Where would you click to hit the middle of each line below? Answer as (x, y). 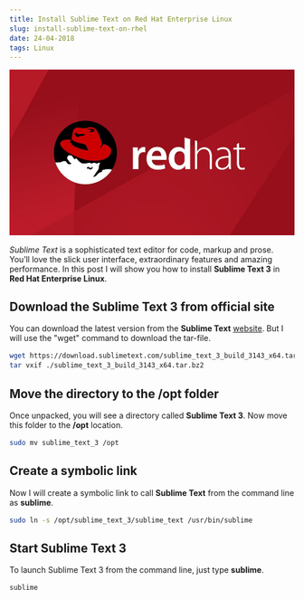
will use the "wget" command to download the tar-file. (110, 338)
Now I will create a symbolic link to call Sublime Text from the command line (152, 492)
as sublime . (32, 502)
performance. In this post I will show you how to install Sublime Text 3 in (145, 269)
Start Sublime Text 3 (68, 548)
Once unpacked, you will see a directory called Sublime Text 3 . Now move (148, 415)
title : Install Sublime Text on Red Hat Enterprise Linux (121, 19)
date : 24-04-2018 (42, 38)
